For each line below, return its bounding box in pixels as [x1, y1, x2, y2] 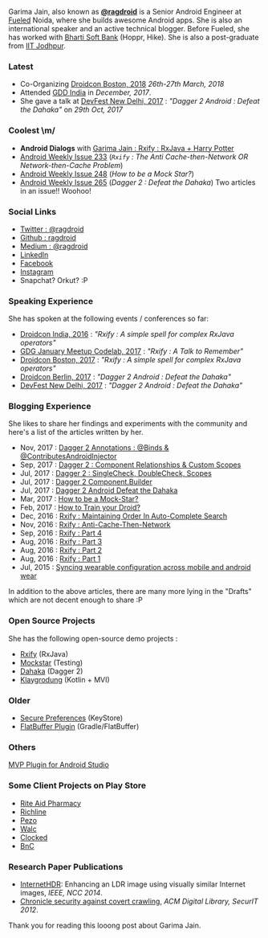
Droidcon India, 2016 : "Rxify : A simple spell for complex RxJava [19, 330, 234, 339]
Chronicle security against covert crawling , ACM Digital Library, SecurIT [19, 896, 258, 906]
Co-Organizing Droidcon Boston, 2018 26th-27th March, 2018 [19, 80, 225, 89]
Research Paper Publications [8, 861, 124, 872]
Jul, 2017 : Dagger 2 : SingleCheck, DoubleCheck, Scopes [19, 469, 213, 478]
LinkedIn [19, 249, 49, 260]
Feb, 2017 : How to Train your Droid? [19, 502, 140, 513]
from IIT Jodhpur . [8, 41, 66, 51]
